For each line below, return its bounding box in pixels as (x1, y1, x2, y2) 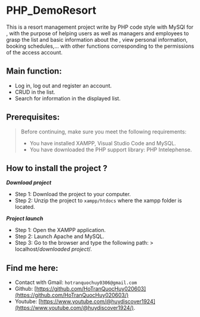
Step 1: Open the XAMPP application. (14, 227, 106, 234)
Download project (6, 179, 52, 186)
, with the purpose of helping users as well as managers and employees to (6, 29, 189, 36)
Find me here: (6, 263, 59, 273)
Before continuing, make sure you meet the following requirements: (20, 128, 187, 135)
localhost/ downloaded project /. (14, 246, 93, 253)
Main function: (6, 66, 62, 77)
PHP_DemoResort (6, 4, 97, 17)
